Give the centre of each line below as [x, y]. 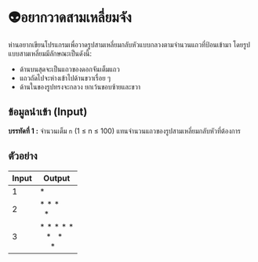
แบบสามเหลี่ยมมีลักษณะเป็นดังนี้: [50, 53]
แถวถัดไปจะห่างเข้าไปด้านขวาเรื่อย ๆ [65, 78]
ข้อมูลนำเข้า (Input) [48, 112]
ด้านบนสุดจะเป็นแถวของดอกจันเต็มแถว [69, 69]
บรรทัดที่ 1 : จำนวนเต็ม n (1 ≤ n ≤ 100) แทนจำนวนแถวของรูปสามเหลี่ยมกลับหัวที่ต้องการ [124, 131]
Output [56, 178]
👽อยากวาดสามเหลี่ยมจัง [70, 18]
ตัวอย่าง [23, 156]
